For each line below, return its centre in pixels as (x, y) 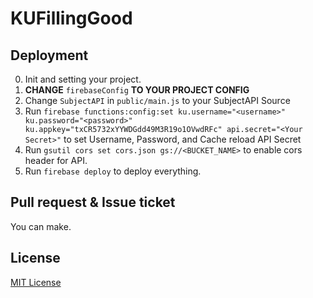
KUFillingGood (71, 18)
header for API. (56, 160)
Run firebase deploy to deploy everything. (113, 171)
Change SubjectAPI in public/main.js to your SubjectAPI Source (157, 100)
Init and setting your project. (83, 79)
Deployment (49, 55)
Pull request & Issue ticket (93, 202)
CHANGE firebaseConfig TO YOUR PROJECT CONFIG (137, 90)
